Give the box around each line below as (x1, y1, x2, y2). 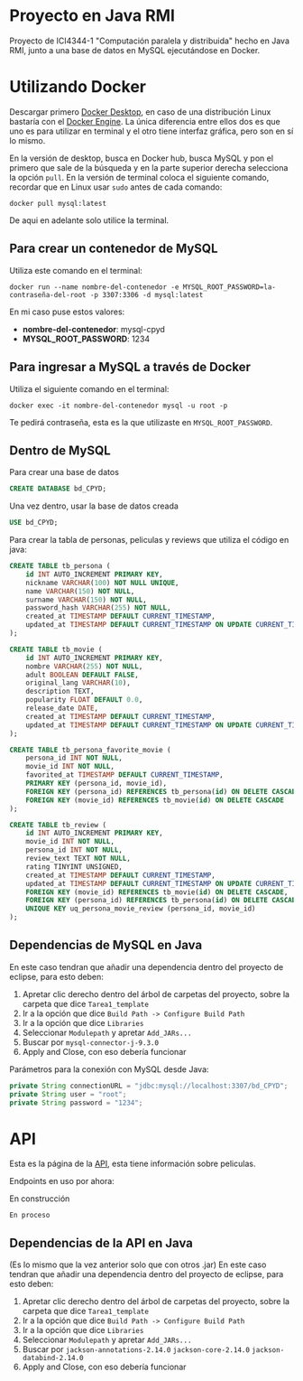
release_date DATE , (25, 704, 99, 714)
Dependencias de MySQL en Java (9, 938, 203, 953)
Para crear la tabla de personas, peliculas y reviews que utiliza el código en (9, 535, 289, 546)
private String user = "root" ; (9, 1089, 127, 1098)
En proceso (9, 1211, 50, 1220)
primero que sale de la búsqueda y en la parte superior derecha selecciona (9, 162, 289, 173)
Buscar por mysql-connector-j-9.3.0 (22, 1036, 160, 1048)
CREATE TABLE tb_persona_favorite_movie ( (9, 745, 171, 754)
